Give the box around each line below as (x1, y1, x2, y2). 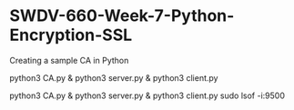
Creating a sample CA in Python (9, 55, 129, 65)
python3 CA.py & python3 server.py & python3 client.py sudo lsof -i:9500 (9, 90, 285, 101)
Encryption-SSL (9, 25, 133, 45)
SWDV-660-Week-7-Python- (9, 5, 235, 26)
